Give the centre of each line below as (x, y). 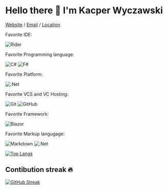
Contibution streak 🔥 (39, 170)
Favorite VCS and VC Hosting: (37, 94)
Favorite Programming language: (40, 54)
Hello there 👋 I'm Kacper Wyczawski (84, 10)
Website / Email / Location (33, 25)
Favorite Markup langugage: (35, 134)
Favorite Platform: (24, 74)
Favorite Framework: (27, 114)
